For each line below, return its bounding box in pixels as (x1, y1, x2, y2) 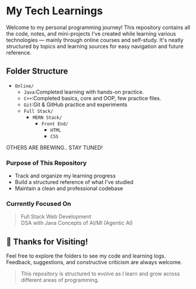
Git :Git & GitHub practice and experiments (23, 101, 128, 108)
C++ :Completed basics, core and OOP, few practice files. (23, 94, 162, 101)
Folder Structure (6, 66, 68, 77)
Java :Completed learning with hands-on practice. (23, 88, 144, 96)
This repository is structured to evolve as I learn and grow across (20, 270, 180, 277)
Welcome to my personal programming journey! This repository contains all (6, 24, 191, 31)
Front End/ (41, 120, 68, 127)
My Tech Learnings (6, 4, 103, 18)
